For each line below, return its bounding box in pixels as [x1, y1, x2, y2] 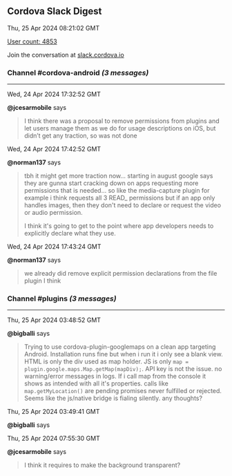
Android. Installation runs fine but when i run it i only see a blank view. [23, 350, 223, 359]
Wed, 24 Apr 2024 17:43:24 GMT [7, 242, 101, 251]
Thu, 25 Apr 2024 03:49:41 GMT [7, 408, 100, 416]
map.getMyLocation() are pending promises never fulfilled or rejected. [23, 387, 222, 395]
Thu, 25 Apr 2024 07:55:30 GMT [7, 435, 100, 443]
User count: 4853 [7, 37, 57, 46]
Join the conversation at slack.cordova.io [7, 50, 124, 59]
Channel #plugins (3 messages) [7, 294, 117, 303]
